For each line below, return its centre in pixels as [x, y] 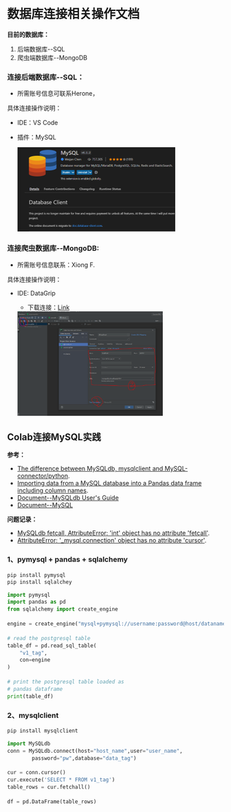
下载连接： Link [48, 307]
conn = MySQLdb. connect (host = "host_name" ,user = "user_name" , [95, 751]
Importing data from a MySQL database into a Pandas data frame [109, 483]
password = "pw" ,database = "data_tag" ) [84, 758]
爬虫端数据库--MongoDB [52, 57]
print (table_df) [30, 696]
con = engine [35, 660]
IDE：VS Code [37, 123]
